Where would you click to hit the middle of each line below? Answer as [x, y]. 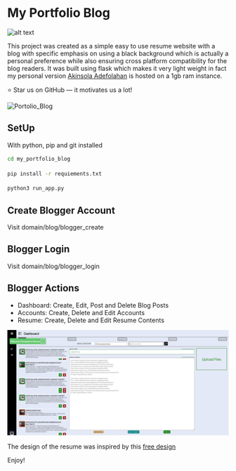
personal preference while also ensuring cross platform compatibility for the [117, 60]
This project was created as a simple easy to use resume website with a [111, 46]
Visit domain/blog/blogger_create [55, 227]
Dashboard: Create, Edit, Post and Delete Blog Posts [93, 305]
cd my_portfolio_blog [39, 159]
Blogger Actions [43, 288]
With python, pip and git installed [55, 145]
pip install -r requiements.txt [54, 173]
